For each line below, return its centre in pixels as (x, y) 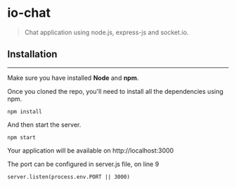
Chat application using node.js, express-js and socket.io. (106, 32)
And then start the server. (44, 125)
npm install (25, 111)
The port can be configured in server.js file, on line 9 (83, 164)
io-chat (29, 13)
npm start (22, 137)
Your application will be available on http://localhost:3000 (91, 150)
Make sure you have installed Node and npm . (73, 78)
